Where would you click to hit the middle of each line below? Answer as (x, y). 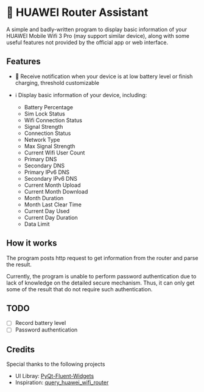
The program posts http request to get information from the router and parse (102, 258)
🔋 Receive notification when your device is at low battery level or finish (104, 76)
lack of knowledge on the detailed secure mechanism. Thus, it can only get (100, 283)
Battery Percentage (48, 107)
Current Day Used (47, 211)
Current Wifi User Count (55, 153)
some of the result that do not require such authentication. (79, 289)
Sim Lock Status (44, 114)
